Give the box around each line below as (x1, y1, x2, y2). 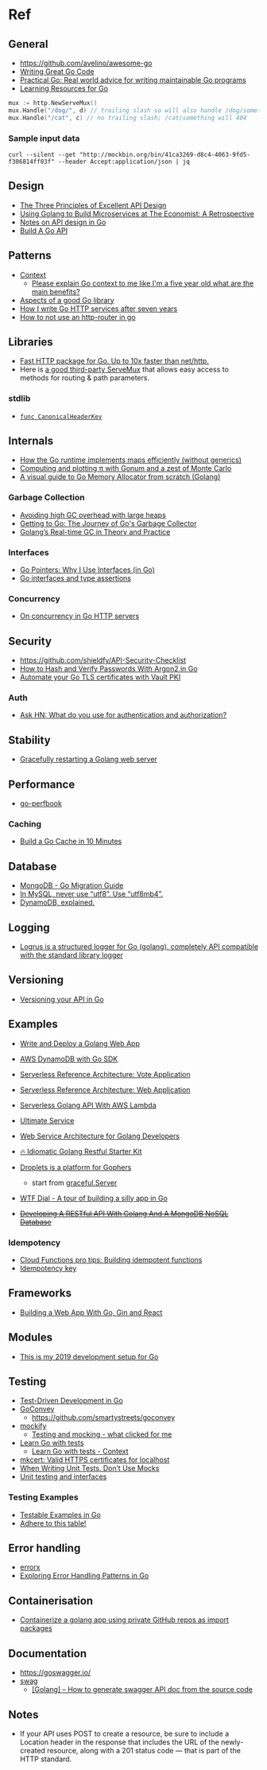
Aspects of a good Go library (19, 295, 115, 305)
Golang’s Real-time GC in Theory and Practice (19, 527, 171, 536)
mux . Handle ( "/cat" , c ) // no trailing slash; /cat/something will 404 (8, 114, 247, 122)
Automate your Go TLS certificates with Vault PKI (19, 672, 181, 682)
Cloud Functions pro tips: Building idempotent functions (19, 1255, 203, 1264)
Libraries (8, 335, 53, 348)
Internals (8, 434, 54, 448)
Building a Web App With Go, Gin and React (19, 1307, 163, 1317)
